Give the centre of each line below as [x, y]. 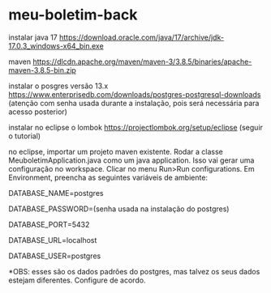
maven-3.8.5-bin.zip [43, 70]
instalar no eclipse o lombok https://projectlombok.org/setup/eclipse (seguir [136, 127]
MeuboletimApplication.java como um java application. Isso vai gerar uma [131, 160]
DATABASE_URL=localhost [53, 240]
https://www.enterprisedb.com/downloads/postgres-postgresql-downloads [135, 94]
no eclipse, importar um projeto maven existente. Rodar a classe [116, 151]
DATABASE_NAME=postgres [56, 193]
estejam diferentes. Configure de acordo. [77, 280]
